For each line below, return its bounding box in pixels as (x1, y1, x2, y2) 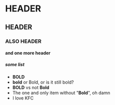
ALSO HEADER (5, 38, 41, 45)
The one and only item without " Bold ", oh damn (12, 90, 110, 96)
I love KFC (12, 95, 34, 101)
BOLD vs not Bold (12, 85, 49, 91)
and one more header (5, 50, 51, 56)
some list (5, 61, 25, 67)
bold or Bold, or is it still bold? (12, 79, 74, 85)
